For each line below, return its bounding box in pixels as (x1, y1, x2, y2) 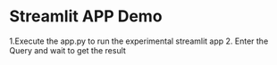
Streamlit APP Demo (9, 6, 163, 27)
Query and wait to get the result (9, 45, 127, 55)
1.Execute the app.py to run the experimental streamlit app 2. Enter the (9, 36, 269, 46)
